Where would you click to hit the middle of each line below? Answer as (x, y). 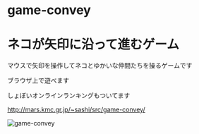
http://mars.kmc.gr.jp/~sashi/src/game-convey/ (77, 110)
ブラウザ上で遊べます (38, 80)
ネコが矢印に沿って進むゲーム (94, 45)
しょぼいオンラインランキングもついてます (69, 96)
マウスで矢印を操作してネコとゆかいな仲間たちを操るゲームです (100, 66)
